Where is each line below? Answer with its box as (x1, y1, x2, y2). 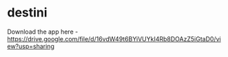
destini (7, 5, 48, 21)
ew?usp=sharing (7, 42, 55, 50)
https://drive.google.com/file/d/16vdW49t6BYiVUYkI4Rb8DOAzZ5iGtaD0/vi (7, 34, 222, 43)
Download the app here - (7, 27, 79, 36)
